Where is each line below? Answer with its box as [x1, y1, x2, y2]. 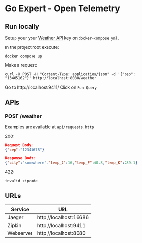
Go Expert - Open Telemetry [5, 3, 120, 14]
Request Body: [5, 142, 34, 148]
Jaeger [7, 214, 24, 221]
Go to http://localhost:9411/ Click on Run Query [5, 84, 97, 90]
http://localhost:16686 [37, 214, 89, 221]
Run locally [5, 22, 40, 30]
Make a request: [5, 62, 37, 68]
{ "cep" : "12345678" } [5, 147, 45, 152]
